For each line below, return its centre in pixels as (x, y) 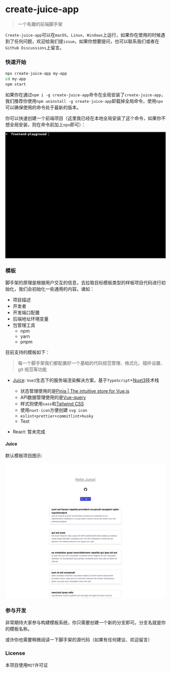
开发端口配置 (26, 313)
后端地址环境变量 (31, 319)
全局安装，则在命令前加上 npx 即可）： (48, 124)
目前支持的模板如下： (27, 353)
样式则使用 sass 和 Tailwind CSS (52, 404)
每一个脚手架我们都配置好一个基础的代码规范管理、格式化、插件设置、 (91, 363)
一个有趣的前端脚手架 (40, 24)
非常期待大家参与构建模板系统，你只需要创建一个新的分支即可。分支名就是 (83, 623)
